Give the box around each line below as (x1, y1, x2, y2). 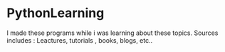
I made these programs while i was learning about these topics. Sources (6, 28, 219, 37)
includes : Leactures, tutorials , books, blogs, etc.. (6, 36, 153, 44)
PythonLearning (6, 5, 105, 21)
